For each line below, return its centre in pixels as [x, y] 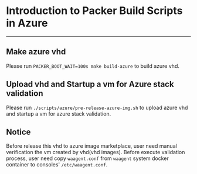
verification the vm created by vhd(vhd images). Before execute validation [96, 152]
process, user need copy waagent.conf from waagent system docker [87, 158]
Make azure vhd [36, 52]
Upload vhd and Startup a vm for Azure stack [90, 84]
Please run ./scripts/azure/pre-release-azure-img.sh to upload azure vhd [97, 107]
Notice [18, 132]
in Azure [27, 23]
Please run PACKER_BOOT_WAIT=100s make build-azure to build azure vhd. [93, 66]
